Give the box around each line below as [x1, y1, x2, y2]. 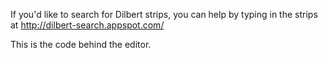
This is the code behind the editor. [10, 39, 152, 50]
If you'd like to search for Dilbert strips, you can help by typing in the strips [10, 9, 318, 20]
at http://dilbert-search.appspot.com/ [10, 19, 165, 31]
